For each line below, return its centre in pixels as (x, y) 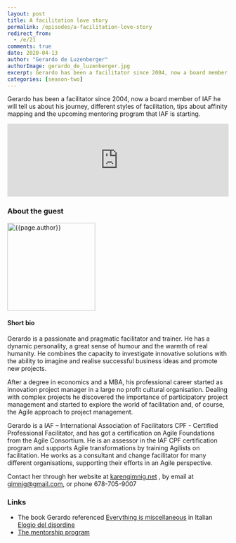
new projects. (27, 368)
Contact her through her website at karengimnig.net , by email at (101, 476)
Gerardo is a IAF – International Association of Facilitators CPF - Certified (113, 425)
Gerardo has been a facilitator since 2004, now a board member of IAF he (114, 99)
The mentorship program (53, 532)
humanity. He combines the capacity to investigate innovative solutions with (117, 353)
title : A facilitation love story (58, 20)
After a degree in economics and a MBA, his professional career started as (115, 382)
